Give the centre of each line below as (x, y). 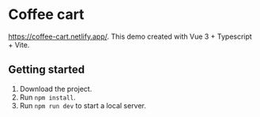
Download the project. (56, 89)
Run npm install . (48, 97)
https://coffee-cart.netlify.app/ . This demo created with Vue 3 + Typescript (130, 36)
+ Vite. (19, 44)
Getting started (47, 70)
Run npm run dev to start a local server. (83, 105)
